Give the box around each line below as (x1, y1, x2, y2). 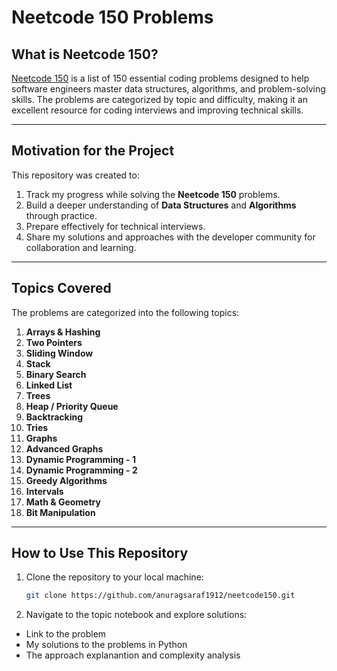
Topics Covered (11, 280, 112, 297)
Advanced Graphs (25, 442, 104, 455)
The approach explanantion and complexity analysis (25, 649, 241, 661)
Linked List (25, 379, 73, 391)
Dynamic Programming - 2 (25, 464, 138, 476)
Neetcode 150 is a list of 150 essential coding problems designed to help (11, 72, 310, 84)
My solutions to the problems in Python (25, 639, 188, 651)
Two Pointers (25, 336, 83, 348)
